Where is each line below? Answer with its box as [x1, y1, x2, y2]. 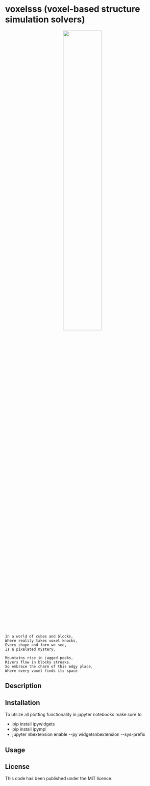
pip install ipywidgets [12, 721, 55, 727]
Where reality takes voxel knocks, [5, 638, 78, 643]
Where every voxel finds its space [5, 668, 78, 673]
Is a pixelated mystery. [5, 647, 56, 652]
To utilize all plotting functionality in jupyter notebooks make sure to [5, 712, 142, 718]
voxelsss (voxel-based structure [5, 3, 141, 15]
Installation [5, 698, 40, 707]
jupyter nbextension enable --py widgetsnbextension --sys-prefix [12, 731, 146, 737]
